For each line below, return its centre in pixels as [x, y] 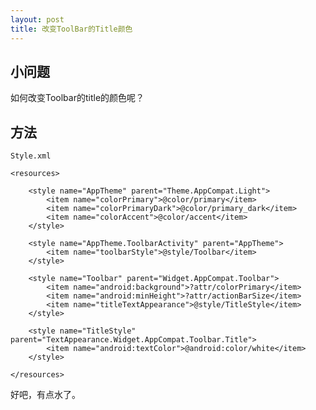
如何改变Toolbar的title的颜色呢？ [77, 98]
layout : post [37, 19]
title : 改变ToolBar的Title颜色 [71, 29]
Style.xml [31, 156]
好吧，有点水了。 [45, 395]
